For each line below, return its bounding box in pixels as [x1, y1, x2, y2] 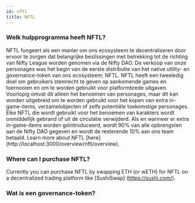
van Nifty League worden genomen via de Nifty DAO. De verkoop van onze [6, 59, 187, 66]
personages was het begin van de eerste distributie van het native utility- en [6, 65, 190, 72]
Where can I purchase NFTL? [6, 155, 90, 163]
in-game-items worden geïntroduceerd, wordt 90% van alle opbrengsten [6, 121, 182, 128]
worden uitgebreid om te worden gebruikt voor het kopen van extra [6, 96, 168, 103]
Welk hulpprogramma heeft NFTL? [6, 33, 106, 42]
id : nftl [6, 8, 28, 15]
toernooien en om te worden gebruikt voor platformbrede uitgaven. [6, 84, 168, 91]
